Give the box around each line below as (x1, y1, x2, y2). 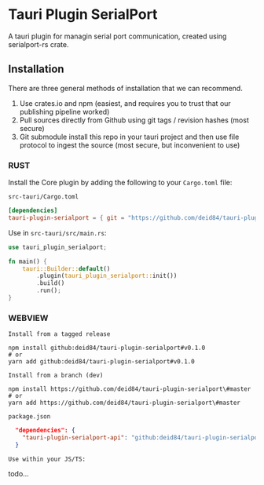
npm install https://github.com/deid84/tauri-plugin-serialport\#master (8, 385, 251, 393)
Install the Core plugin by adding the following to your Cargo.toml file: (8, 178, 233, 188)
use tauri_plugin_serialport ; (8, 243, 108, 251)
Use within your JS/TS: (8, 455, 86, 463)
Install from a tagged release (8, 330, 111, 338)
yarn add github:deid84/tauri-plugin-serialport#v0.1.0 (8, 358, 195, 366)
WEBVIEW (8, 312, 49, 323)
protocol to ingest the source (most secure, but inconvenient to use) (19, 140, 240, 150)
